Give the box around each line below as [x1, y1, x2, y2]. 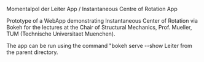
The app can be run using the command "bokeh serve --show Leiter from [6, 42, 192, 49]
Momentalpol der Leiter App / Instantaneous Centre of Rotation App [6, 6, 178, 12]
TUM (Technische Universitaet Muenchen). [6, 30, 116, 37]
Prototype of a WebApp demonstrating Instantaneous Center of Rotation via [6, 17, 198, 24]
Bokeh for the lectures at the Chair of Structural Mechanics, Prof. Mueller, [6, 24, 192, 31]
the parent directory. [6, 48, 58, 56]
